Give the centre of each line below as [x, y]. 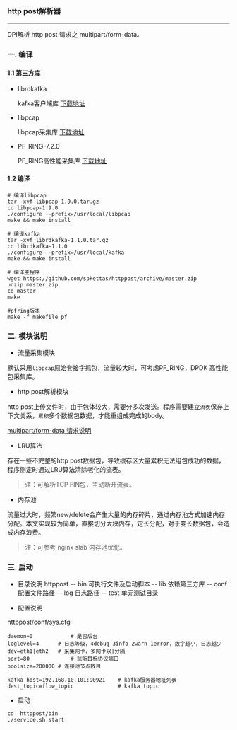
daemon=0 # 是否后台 [53, 637]
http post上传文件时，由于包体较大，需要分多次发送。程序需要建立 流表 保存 [115, 406]
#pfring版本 [24, 311]
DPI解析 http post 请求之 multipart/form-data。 [75, 35]
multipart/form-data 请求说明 [49, 430]
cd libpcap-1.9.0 [33, 208]
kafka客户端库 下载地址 [51, 103]
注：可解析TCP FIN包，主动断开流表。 [80, 484]
